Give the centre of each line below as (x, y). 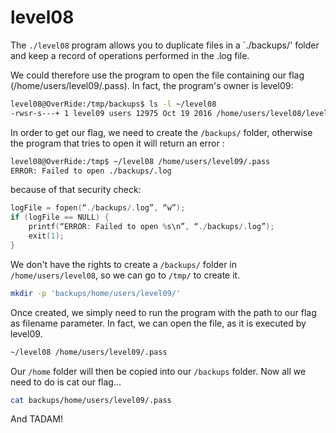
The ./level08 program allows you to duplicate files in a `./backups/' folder (165, 45)
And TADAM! (36, 419)
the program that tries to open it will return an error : (117, 143)
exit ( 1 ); (46, 236)
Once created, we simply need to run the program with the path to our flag (163, 312)
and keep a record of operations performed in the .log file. (130, 55)
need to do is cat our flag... (66, 382)
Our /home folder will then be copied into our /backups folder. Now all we (158, 371)
